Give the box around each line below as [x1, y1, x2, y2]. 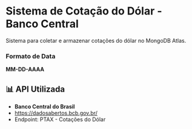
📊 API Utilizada [5, 84, 65, 94]
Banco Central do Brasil [14, 103, 75, 110]
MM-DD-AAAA [5, 66, 45, 73]
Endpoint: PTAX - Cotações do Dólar [14, 116, 106, 123]
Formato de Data [5, 52, 56, 60]
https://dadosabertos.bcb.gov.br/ [14, 110, 98, 117]
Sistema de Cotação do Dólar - [5, 4, 162, 18]
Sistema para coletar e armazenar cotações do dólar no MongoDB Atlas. [5, 37, 187, 44]
